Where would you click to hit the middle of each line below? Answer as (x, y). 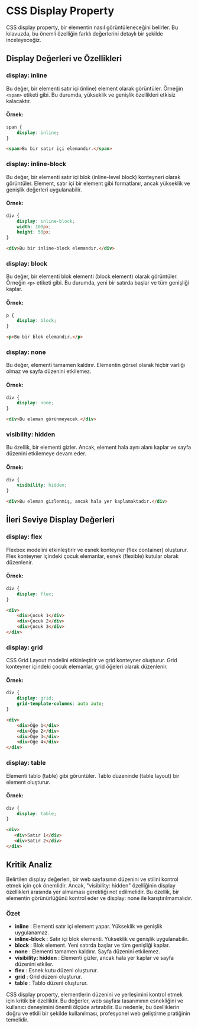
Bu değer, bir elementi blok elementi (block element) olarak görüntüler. (92, 276)
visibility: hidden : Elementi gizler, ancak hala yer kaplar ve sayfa (94, 957)
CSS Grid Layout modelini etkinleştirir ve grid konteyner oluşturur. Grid (92, 660)
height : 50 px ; (34, 232)
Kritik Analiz (29, 865)
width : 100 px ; (34, 226)
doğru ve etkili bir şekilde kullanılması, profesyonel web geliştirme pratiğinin (98, 1013)
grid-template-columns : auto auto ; (61, 704)
